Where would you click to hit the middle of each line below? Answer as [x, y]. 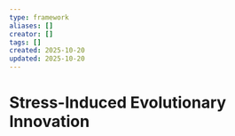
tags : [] [25, 42]
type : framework [39, 17]
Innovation [50, 122]
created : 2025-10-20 [47, 51]
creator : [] [31, 34]
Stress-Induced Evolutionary [118, 103]
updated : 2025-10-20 [47, 59]
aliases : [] [31, 26]
